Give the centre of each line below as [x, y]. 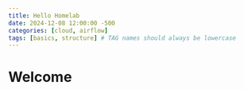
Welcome [40, 77]
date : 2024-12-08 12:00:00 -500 [62, 23]
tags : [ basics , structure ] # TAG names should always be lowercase [122, 38]
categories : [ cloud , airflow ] [58, 30]
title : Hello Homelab [44, 16]
